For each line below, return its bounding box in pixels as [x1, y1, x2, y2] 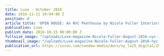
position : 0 [5, 16, 29, 21]
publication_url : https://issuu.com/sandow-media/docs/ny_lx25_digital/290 [5, 43, 163, 48]
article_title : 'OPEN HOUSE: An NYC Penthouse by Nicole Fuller [5, 20, 139, 26]
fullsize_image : [5, 35, 38, 39]
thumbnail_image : [5, 39, 41, 44]
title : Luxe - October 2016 [5, 7, 62, 12]
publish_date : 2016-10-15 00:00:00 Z [5, 30, 82, 35]
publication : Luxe [5, 25, 42, 30]
